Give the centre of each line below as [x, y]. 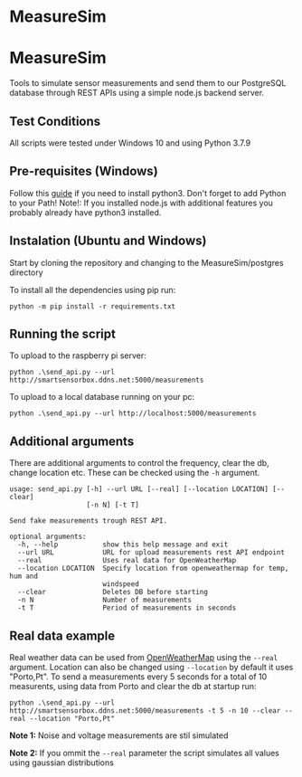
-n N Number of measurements [105, 600]
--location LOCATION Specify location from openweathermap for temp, [153, 569]
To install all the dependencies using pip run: [93, 289]
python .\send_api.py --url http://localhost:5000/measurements [133, 413]
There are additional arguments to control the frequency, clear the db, [139, 463]
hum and [24, 576]
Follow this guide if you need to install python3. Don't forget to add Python [148, 193]
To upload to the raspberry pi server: [78, 355]
